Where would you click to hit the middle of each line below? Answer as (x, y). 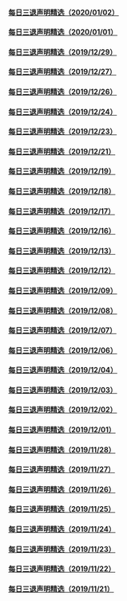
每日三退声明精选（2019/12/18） (62, 191)
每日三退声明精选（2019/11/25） (62, 509)
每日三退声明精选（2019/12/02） (63, 410)
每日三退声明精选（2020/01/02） (64, 12)
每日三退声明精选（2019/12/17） (62, 211)
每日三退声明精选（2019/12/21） (62, 151)
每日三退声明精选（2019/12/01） (62, 430)
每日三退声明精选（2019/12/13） (62, 251)
